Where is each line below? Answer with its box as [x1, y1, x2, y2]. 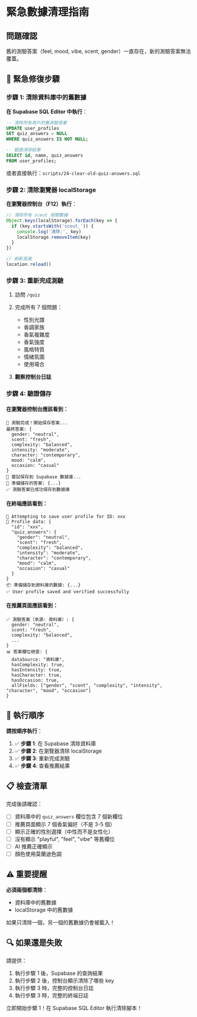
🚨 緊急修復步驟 [6, 74, 60, 84]
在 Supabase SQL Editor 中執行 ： [6, 108, 88, 115]
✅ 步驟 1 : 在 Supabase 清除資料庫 [14, 740, 96, 747]
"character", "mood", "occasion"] [6, 687, 92, 693]
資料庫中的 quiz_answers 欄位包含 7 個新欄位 [14, 813, 123, 820]
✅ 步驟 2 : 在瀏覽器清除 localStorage [14, 747, 102, 754]
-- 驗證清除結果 [6, 147, 41, 153]
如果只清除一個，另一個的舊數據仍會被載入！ [6, 919, 115, 926]
